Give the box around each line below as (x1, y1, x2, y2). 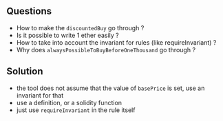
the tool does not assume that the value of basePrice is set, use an (16, 84, 205, 92)
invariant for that (16, 91, 64, 99)
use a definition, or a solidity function (16, 98, 122, 107)
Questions (6, 5, 52, 17)
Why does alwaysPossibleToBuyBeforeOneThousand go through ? (16, 45, 196, 54)
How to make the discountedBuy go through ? (16, 23, 145, 32)
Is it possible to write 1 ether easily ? (16, 31, 119, 39)
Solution (6, 65, 43, 78)
